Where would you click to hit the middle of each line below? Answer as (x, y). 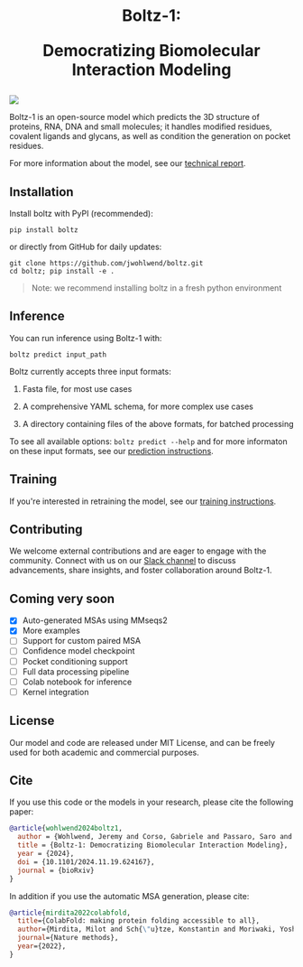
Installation (41, 192)
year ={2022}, (42, 946)
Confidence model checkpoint (78, 651)
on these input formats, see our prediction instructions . (111, 451)
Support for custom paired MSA (82, 641)
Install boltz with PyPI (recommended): (81, 214)
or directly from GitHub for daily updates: (86, 246)
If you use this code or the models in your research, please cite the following (151, 802)
